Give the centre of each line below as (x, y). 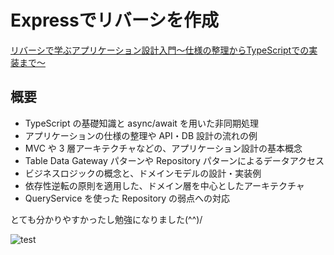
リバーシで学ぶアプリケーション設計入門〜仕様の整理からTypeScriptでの (160, 50)
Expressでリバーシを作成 (115, 20)
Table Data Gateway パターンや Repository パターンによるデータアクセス (174, 160)
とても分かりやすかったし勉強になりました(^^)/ (106, 219)
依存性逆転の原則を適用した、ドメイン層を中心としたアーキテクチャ (164, 185)
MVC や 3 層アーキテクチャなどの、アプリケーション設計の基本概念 (163, 148)
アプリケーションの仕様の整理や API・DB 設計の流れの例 (141, 135)
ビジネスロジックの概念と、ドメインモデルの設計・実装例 (143, 173)
